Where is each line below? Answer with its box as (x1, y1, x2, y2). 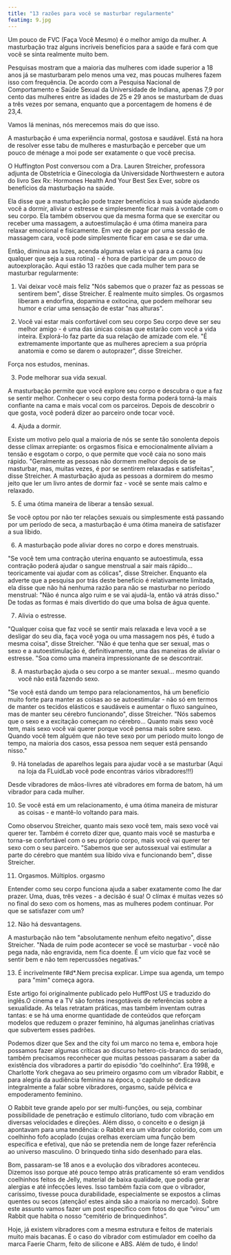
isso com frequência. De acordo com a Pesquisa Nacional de (8, 78, 181, 86)
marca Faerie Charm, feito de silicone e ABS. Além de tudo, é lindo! (8, 1239, 199, 1248)
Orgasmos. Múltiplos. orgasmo (17, 871, 105, 880)
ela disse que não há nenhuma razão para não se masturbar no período (8, 583, 210, 591)
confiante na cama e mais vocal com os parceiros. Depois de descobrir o (8, 401, 215, 409)
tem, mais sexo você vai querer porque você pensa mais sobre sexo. (8, 724, 202, 732)
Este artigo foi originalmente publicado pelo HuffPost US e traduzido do (8, 989, 211, 997)
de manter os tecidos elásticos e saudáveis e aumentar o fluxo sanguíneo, (8, 702, 218, 710)
